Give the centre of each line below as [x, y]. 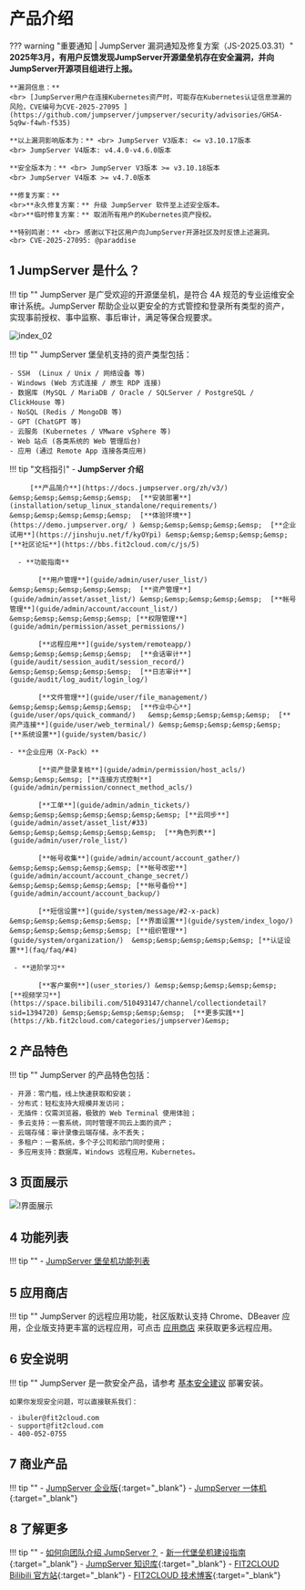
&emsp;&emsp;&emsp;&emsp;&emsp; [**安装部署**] [101, 497]
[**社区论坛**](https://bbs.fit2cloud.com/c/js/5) [105, 544]
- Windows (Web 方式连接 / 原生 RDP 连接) [86, 383]
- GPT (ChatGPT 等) [46, 422]
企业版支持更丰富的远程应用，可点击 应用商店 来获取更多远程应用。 [151, 1328]
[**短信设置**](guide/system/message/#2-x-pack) [129, 911]
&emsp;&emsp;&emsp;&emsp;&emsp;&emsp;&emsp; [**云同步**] [120, 815]
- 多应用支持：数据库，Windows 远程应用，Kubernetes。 [105, 1152]
